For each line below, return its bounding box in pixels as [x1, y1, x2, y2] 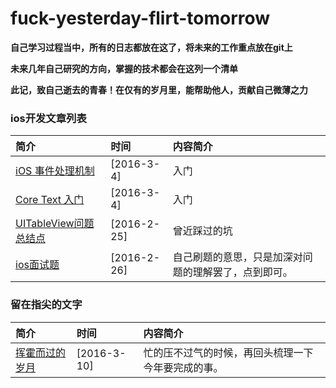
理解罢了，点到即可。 [192, 265, 293, 279]
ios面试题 [15, 258, 60, 272]
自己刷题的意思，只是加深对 [172, 250, 303, 264]
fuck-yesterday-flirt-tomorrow [10, 7, 271, 30]
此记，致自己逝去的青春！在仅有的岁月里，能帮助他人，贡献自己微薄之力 [10, 83, 308, 96]
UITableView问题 [15, 217, 95, 231]
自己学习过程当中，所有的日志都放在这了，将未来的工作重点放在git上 [10, 41, 293, 53]
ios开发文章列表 [10, 111, 87, 125]
